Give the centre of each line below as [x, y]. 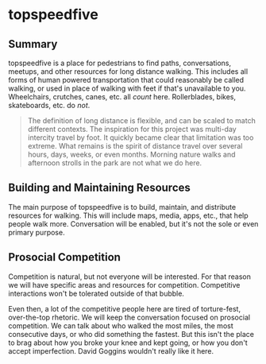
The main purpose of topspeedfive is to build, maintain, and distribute [122, 207]
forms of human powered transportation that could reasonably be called [126, 80]
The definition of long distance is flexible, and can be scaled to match [141, 120]
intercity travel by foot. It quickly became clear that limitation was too [141, 137]
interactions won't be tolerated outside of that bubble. [96, 293]
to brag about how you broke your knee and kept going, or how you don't [128, 343]
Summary [33, 44]
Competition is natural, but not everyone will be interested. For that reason [130, 277]
